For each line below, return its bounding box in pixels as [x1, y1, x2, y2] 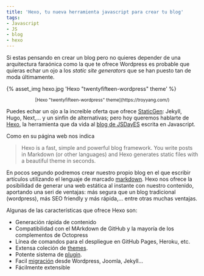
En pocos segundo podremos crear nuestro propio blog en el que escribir [6, 169, 191, 176]
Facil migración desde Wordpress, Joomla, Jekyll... [15, 257, 144, 264]
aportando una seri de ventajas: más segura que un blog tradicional [6, 188, 176, 196]
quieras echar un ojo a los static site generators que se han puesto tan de [6, 67, 191, 74]
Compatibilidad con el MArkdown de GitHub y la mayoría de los [15, 225, 175, 232]
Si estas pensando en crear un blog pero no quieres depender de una [6, 54, 181, 61]
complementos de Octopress [15, 232, 88, 238]
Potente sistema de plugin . [15, 251, 82, 258]
